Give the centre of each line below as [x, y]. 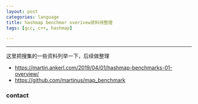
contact [18, 96]
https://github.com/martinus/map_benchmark [70, 80]
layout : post [22, 11]
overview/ [27, 74]
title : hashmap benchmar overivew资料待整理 [60, 22]
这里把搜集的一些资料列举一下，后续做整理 [58, 56]
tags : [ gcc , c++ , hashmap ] [39, 28]
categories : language [33, 17]
